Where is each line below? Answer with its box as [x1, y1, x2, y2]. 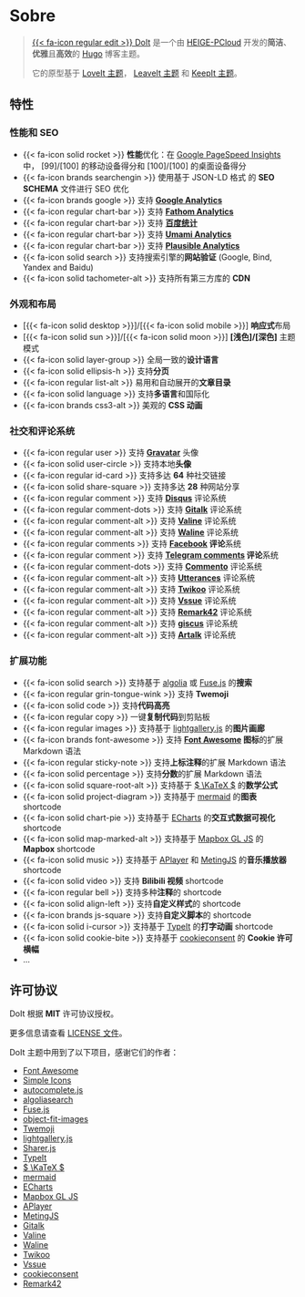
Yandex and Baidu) [22, 262, 94, 273]
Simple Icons [22, 1075, 72, 1086]
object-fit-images [22, 1114, 89, 1125]
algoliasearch [22, 1095, 74, 1106]
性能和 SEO [9, 127, 59, 139]
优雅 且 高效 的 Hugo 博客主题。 [31, 47, 146, 59]
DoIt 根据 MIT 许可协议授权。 [9, 1008, 119, 1019]
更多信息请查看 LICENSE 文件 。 [9, 1027, 127, 1039]
